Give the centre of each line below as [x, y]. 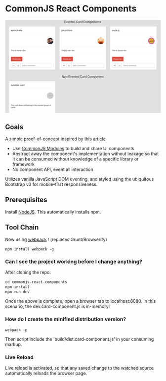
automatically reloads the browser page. [46, 373]
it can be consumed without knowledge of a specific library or [75, 159]
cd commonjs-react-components [36, 282]
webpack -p [16, 330]
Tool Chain [22, 228]
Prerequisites [26, 200]
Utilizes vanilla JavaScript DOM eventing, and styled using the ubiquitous [80, 179]
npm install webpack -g [30, 249]
